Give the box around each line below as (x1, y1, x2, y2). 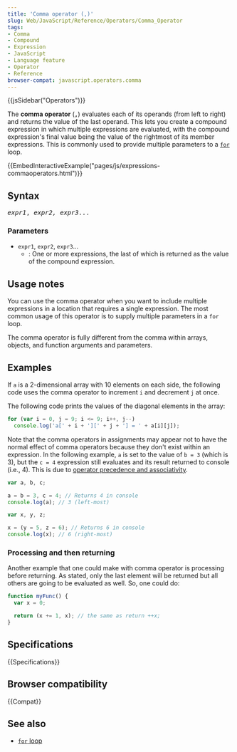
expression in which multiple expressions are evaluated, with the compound (7, 125, 230, 134)
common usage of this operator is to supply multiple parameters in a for (7, 312, 219, 320)
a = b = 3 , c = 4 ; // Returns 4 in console (7, 492, 139, 499)
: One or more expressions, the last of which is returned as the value (28, 250, 229, 258)
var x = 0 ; (14, 600, 46, 607)
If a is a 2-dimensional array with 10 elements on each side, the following (7, 380, 221, 389)
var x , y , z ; (7, 511, 46, 518)
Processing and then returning (7, 548, 115, 558)
